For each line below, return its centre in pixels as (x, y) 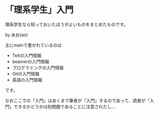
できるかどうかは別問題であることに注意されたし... (64, 106)
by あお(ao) (17, 35)
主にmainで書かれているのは (33, 45)
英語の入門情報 (27, 80)
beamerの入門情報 (31, 61)
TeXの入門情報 (27, 55)
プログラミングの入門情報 (38, 67)
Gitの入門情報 (26, 74)
